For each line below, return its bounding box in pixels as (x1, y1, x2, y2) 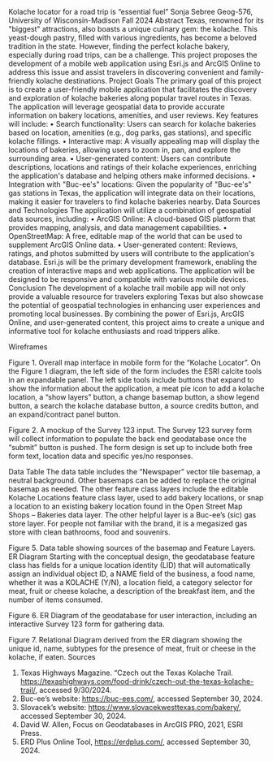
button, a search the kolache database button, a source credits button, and (8, 401, 259, 410)
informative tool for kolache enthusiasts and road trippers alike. (8, 327, 220, 336)
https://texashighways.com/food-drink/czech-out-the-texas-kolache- (19, 677, 254, 686)
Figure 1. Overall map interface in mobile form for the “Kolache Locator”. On (8, 357, 262, 367)
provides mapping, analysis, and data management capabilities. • (8, 223, 227, 232)
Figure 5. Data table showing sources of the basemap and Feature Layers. (8, 543, 256, 552)
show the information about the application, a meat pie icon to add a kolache (8, 383, 265, 393)
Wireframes (8, 342, 48, 352)
